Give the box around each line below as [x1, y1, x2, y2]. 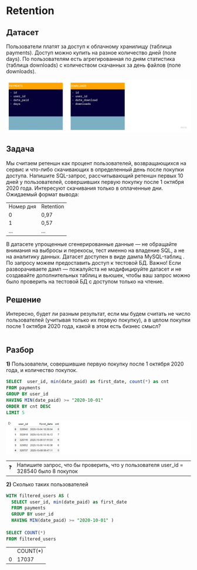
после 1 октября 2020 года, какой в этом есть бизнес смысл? [6, 323, 161, 330]
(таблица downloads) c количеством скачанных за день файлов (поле [6, 62, 181, 69]
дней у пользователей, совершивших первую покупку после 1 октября [6, 178, 185, 185]
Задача [6, 144, 35, 154]
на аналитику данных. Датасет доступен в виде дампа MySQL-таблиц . [6, 253, 185, 260]
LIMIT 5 [6, 409, 25, 415]
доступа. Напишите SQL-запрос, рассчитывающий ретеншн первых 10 [6, 172, 184, 179]
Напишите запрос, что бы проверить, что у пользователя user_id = [16, 462, 184, 469]
